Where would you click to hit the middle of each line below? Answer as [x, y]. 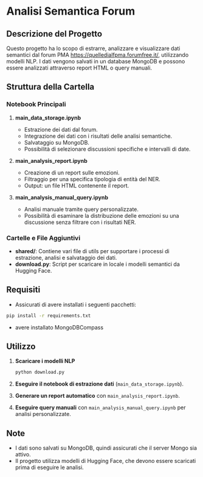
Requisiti [23, 290]
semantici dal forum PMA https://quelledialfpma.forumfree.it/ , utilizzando [98, 55]
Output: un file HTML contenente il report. [77, 185]
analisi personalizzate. [43, 414]
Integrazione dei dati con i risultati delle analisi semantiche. [98, 136]
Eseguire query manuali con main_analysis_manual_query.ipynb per [101, 407]
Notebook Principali [36, 104]
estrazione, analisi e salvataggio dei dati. [66, 257]
